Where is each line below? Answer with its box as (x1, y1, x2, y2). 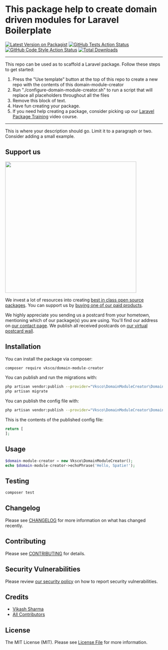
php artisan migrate (5, 389, 48, 394)
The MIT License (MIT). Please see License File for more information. (5, 639, 147, 645)
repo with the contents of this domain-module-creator (12, 81, 124, 87)
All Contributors (12, 611, 45, 617)
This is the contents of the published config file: (5, 417, 103, 423)
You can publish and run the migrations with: (5, 375, 97, 381)
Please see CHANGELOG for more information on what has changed (5, 517, 146, 523)
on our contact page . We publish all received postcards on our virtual (5, 322, 148, 329)
